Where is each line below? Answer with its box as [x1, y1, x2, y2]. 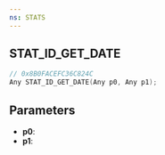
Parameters [9, 102, 76, 118]
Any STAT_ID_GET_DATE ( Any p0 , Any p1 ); [9, 77, 158, 87]
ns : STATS [9, 12, 46, 22]
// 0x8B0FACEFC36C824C [9, 69, 94, 78]
